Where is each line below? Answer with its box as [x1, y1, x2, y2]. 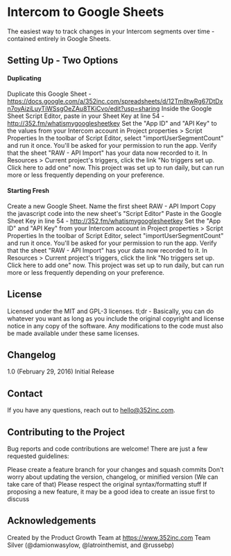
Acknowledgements [7, 515, 96, 527]
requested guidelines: [7, 452, 69, 460]
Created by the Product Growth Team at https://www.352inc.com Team [7, 533, 211, 541]
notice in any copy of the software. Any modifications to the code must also [7, 321, 223, 330]
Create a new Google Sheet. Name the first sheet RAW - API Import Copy [7, 202, 216, 210]
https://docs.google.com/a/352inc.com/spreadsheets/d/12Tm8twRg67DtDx [7, 96, 223, 105]
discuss [7, 494, 30, 503]
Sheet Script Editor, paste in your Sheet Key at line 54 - [7, 112, 165, 120]
